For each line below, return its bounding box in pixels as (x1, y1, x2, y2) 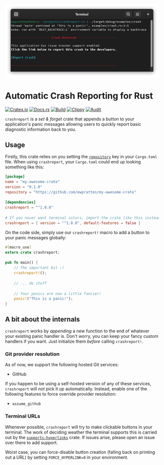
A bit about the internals (5, 315, 80, 324)
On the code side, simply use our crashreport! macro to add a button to (5, 229, 150, 235)
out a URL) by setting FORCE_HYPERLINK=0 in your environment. (5, 454, 128, 460)
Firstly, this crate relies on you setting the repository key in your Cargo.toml (5, 153, 158, 160)
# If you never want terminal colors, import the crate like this (5, 215, 143, 220)
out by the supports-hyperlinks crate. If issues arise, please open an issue (5, 434, 155, 440)
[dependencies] (5, 200, 36, 205)
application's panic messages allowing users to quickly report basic (5, 121, 142, 127)
